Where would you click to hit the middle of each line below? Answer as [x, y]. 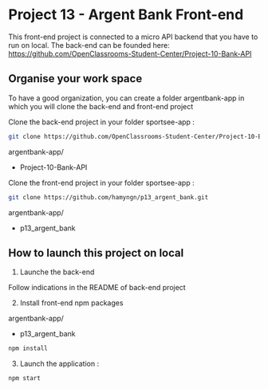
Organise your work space [75, 79]
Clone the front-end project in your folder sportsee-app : [101, 183]
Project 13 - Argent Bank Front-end [126, 15]
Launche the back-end [57, 272]
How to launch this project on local [96, 253]
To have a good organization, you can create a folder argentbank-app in [126, 98]
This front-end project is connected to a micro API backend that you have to [133, 37]
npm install [28, 348]
